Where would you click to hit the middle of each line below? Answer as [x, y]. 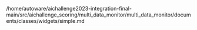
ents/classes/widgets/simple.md [46, 21]
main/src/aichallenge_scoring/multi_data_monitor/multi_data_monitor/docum [98, 15]
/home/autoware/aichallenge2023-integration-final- [69, 9]
